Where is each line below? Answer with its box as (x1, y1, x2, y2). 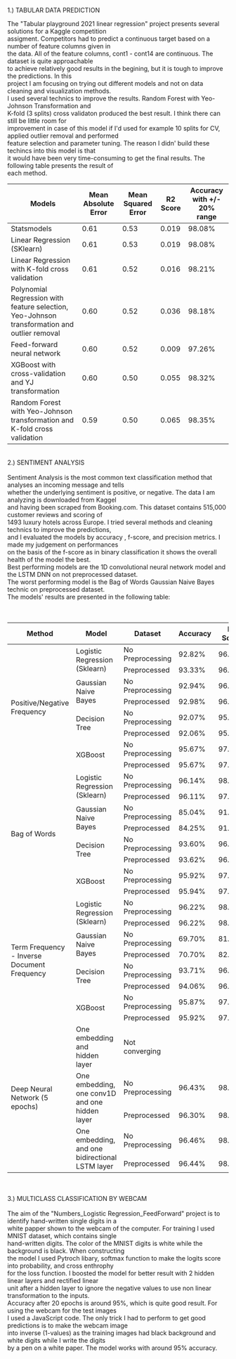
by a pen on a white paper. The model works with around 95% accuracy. (7, 1344, 218, 1352)
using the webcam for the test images (7, 1306, 117, 1315)
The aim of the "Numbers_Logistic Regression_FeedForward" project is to (7, 1209, 221, 1218)
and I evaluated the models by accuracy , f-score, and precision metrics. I (7, 533, 221, 541)
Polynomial (11, 285, 48, 294)
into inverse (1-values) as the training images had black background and (7, 1329, 216, 1337)
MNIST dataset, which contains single (7, 1232, 117, 1240)
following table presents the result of (7, 162, 114, 169)
